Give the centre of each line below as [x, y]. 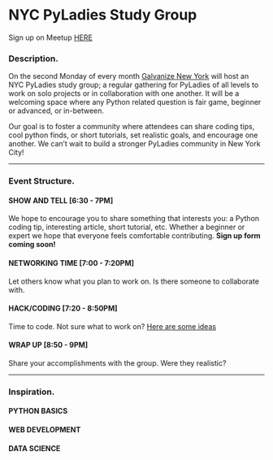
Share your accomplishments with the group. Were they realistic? [117, 362]
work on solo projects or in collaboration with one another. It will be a [124, 93]
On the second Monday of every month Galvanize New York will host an [129, 76]
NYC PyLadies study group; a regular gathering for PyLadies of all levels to [134, 85]
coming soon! [32, 245]
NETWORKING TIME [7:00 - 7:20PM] [71, 263]
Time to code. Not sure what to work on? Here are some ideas [113, 326]
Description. [33, 59]
